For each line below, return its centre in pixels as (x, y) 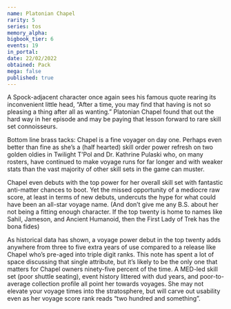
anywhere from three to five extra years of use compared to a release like (111, 247)
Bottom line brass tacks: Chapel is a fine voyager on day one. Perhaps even (114, 140)
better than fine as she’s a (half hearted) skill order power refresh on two (110, 147)
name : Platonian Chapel (41, 13)
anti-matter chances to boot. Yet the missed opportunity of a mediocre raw (114, 190)
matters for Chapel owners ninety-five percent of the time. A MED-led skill (113, 269)
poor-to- (212, 277)
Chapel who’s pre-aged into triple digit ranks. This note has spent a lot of (111, 255)
